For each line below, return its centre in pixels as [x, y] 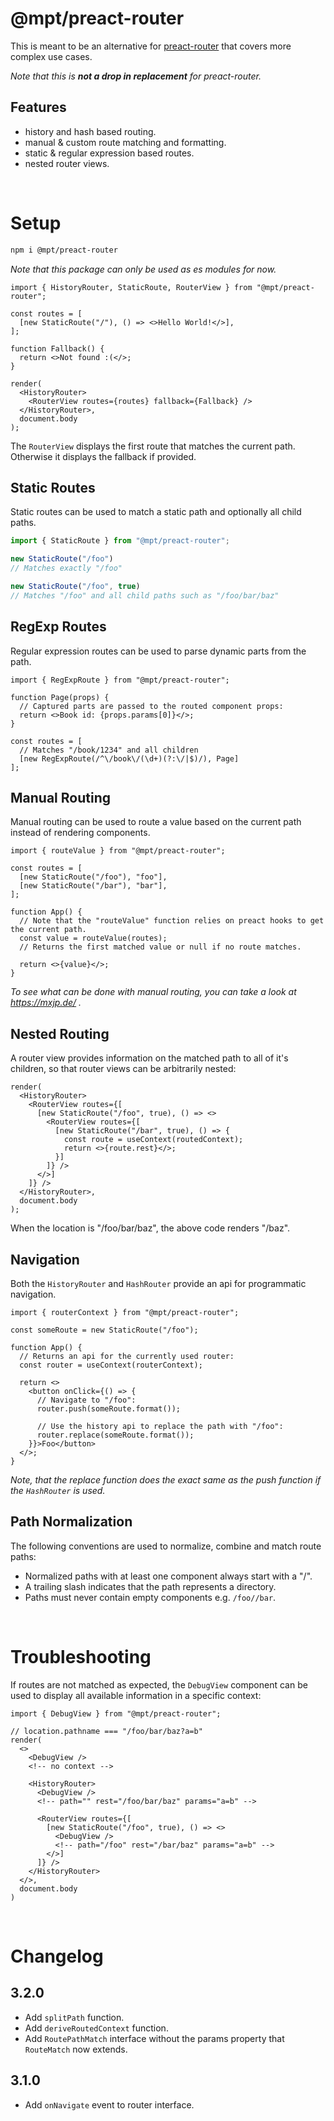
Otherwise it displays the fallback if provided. [103, 456]
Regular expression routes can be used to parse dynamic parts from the [158, 651]
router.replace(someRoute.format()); [115, 1435]
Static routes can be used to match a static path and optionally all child [156, 512]
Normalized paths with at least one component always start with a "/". [168, 1576]
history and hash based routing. [90, 131]
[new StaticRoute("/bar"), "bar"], [93, 886]
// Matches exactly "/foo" [66, 568]
